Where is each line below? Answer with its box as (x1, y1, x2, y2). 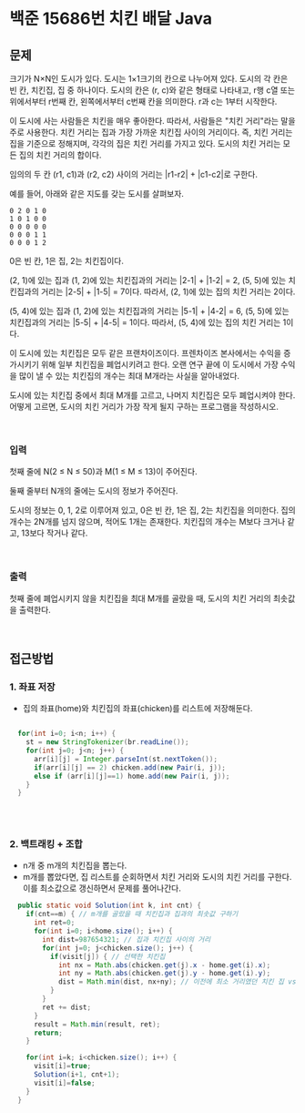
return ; (33, 1028, 64, 1037)
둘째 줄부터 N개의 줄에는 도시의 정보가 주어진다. (9, 485, 178, 496)
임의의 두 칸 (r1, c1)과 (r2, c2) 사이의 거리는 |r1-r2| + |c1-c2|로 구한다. (9, 169, 258, 179)
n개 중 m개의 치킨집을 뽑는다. (22, 860, 127, 871)
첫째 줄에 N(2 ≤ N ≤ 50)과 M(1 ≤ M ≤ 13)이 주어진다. (9, 466, 198, 477)
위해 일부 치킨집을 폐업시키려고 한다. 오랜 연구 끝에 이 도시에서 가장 (40, 359, 280, 370)
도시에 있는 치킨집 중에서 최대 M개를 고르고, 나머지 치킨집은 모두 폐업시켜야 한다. (9, 390, 296, 401)
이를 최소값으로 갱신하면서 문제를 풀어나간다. (22, 883, 182, 893)
